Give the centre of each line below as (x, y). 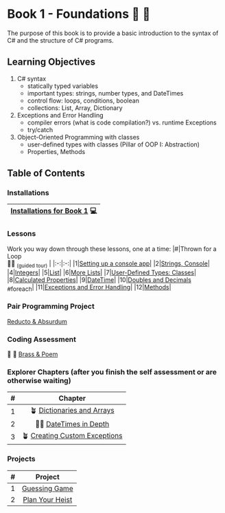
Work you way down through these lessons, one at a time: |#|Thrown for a (112, 249)
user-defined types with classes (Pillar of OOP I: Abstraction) (114, 144)
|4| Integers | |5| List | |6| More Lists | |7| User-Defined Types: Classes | (102, 272)
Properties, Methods (56, 151)
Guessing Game (47, 488)
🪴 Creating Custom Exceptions (72, 436)
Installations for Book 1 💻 (54, 211)
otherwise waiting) (39, 380)
